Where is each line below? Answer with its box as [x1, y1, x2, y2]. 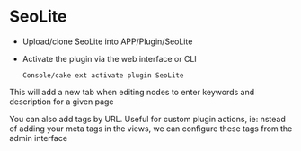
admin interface [9, 132, 68, 143]
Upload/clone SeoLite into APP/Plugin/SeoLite [22, 36, 193, 47]
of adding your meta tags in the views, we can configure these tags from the [9, 123, 293, 134]
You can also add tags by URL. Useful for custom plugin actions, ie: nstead [9, 113, 286, 124]
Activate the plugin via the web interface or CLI [22, 53, 198, 64]
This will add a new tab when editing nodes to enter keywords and [9, 86, 255, 97]
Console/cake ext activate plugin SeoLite [22, 70, 184, 80]
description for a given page [9, 96, 114, 107]
